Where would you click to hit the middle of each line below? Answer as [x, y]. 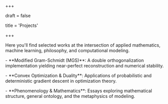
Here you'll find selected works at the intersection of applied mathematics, [83, 45]
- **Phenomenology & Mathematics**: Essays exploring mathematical [79, 91]
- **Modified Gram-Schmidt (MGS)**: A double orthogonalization [75, 60]
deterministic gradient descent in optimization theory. [61, 81]
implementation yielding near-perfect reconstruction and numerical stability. [85, 66]
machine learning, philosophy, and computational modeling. [68, 50]
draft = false [18, 15]
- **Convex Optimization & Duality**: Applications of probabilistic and [78, 76]
